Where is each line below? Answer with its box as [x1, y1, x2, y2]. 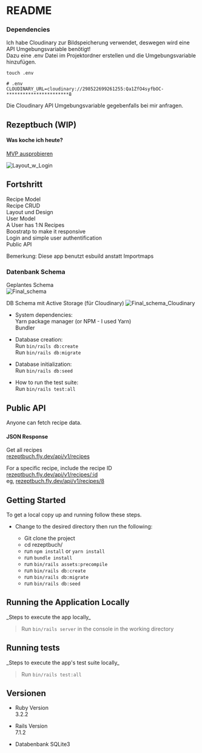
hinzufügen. [6, 58, 36, 66]
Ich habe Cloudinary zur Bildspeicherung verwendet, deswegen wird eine [6, 39, 190, 46]
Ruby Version [15, 704, 49, 712]
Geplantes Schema [6, 282, 54, 289]
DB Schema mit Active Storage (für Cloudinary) [6, 300, 124, 307]
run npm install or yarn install [24, 547, 105, 555]
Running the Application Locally [6, 597, 130, 607]
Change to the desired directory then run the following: [15, 523, 153, 530]
